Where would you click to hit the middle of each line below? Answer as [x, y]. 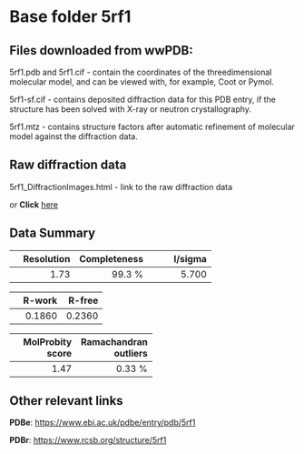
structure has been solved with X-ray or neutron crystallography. [131, 109]
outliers [131, 353]
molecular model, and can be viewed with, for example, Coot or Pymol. [142, 82]
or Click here [34, 204]
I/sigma [190, 258]
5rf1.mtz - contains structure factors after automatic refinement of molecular [152, 126]
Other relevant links [67, 401]
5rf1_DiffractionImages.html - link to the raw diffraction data [121, 187]
